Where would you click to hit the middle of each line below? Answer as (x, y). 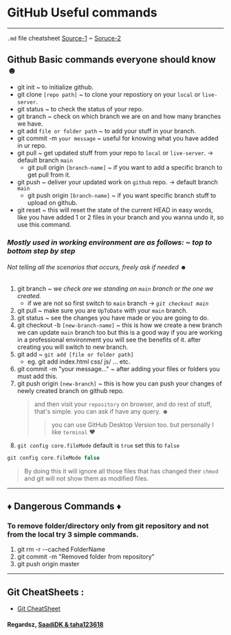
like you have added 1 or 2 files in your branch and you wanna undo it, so (120, 217)
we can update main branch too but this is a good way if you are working (120, 332)
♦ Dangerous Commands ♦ (64, 506)
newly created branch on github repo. (70, 390)
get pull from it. (49, 175)
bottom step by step (41, 251)
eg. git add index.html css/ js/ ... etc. (79, 361)
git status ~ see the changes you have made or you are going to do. (113, 317)
